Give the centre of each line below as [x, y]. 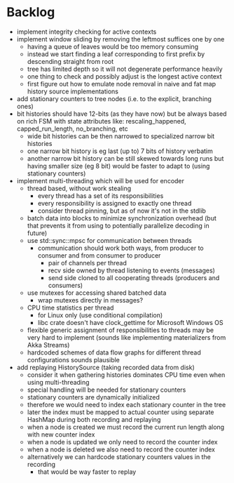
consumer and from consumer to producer [99, 255]
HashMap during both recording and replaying [94, 419]
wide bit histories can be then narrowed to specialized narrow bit [121, 136]
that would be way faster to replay [87, 472]
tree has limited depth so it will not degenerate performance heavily [125, 69]
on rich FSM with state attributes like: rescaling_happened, [101, 121]
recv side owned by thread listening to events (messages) [131, 270]
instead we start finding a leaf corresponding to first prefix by [116, 54]
